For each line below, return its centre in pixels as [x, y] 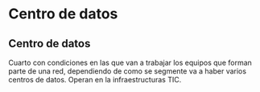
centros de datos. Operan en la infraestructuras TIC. [95, 80]
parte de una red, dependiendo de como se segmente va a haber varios [128, 71]
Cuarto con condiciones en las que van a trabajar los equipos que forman [130, 62]
